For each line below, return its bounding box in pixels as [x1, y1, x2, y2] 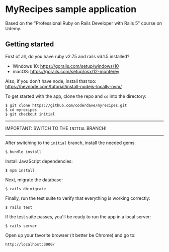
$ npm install [5, 168, 35, 173]
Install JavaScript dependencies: [5, 158, 73, 164]
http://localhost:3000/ [5, 242, 55, 247]
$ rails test [5, 205, 33, 210]
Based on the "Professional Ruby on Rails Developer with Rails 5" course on [5, 20, 162, 26]
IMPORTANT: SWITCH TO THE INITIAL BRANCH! [5, 125, 107, 131]
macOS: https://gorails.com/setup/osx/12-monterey [12, 68, 120, 74]
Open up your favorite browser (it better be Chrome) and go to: [5, 232, 136, 238]
